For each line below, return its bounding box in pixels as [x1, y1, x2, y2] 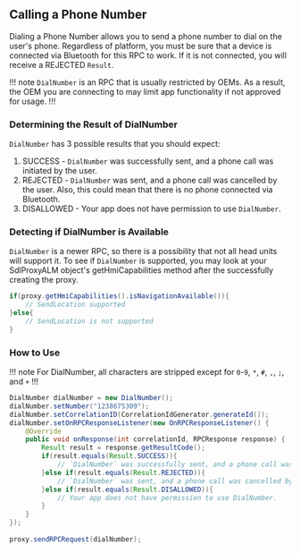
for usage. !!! [9, 96, 56, 106]
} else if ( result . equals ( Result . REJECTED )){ [41, 468, 205, 477]
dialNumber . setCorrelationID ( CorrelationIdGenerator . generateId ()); [9, 410, 270, 419]
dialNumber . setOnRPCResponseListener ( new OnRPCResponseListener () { [9, 418, 270, 428]
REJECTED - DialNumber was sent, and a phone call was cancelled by [21, 174, 278, 186]
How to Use [9, 346, 61, 359]
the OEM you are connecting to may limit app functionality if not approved [9, 86, 281, 97]
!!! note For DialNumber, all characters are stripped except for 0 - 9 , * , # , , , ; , [9, 367, 285, 378]
